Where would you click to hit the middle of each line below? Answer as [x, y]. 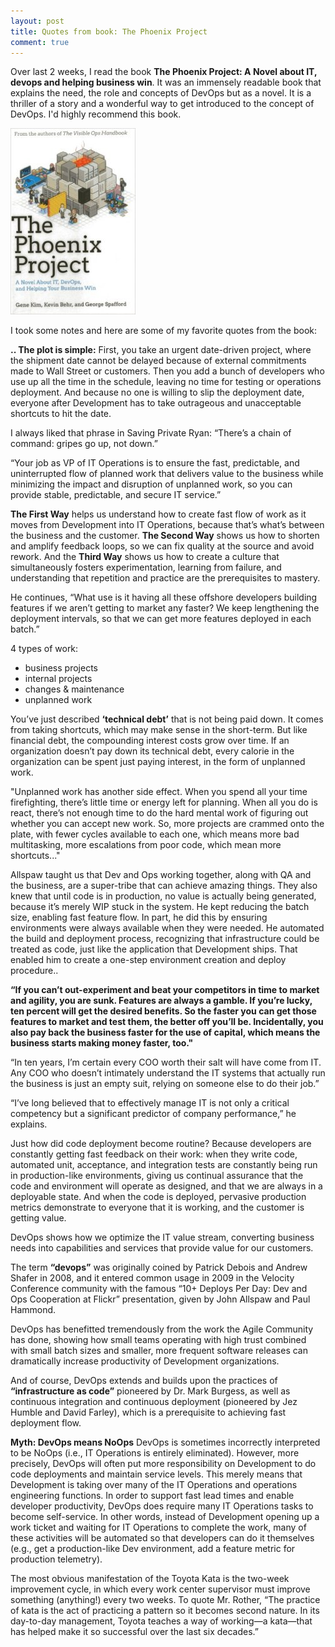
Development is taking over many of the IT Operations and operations [154, 1485]
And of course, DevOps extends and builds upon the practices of [144, 1381]
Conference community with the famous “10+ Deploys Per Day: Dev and [159, 1289]
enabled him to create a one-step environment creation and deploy [148, 960]
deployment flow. [46, 1423]
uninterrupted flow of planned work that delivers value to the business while [167, 474]
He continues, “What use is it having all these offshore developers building [164, 597]
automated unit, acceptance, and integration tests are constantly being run [164, 1165]
